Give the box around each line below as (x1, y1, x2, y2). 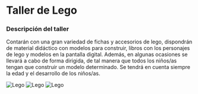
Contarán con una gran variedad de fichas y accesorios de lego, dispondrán (6, 38, 193, 45)
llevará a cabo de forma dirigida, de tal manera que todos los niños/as (6, 57, 177, 64)
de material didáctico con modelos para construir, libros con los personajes (6, 45, 190, 52)
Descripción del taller (6, 25, 69, 33)
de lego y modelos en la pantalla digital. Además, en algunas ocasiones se (6, 51, 188, 58)
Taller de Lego (6, 4, 78, 17)
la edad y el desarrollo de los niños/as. (6, 70, 101, 77)
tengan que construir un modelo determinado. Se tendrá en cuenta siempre (6, 64, 191, 71)
